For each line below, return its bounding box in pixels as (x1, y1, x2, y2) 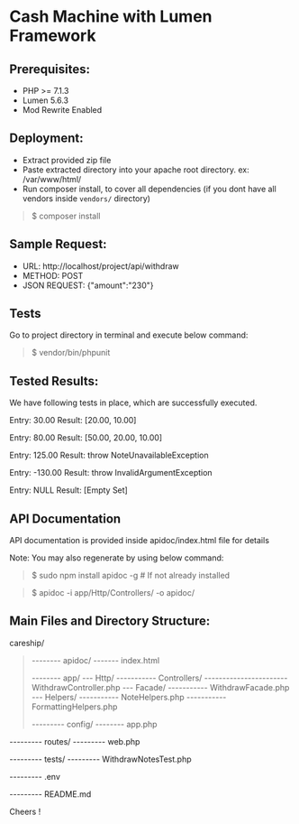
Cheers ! (9, 806, 41, 817)
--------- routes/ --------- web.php (9, 736, 140, 746)
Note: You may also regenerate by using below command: (9, 552, 224, 563)
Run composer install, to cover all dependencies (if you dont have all (22, 183, 276, 194)
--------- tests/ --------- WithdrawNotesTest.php (9, 754, 192, 764)
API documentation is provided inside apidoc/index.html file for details (9, 535, 270, 546)
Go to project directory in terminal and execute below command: (9, 329, 249, 340)
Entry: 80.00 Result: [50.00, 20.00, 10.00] (9, 432, 163, 443)
